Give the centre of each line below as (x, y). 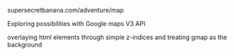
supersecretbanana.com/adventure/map (66, 10)
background (25, 44)
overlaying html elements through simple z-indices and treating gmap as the (117, 37)
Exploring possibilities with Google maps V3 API (76, 23)
